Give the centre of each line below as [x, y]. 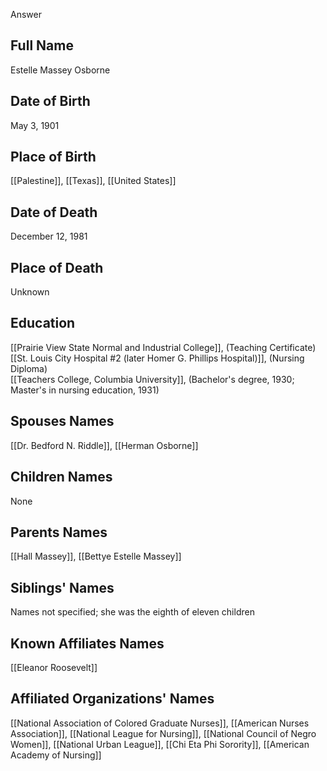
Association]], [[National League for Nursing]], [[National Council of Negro [163, 733]
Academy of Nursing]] [56, 755]
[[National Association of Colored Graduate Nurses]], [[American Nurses [160, 723]
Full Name [42, 45]
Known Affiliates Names [87, 643]
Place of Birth [53, 157]
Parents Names [59, 532]
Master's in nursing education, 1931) [85, 390]
